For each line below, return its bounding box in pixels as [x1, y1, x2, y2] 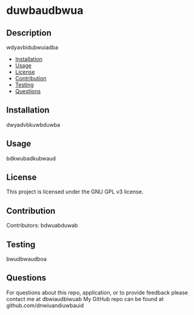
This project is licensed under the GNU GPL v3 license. [6, 188, 144, 195]
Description [6, 28, 52, 38]
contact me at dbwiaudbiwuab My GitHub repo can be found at [6, 295, 164, 302]
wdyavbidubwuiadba [6, 44, 59, 51]
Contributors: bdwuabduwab [6, 222, 78, 229]
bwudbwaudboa [6, 255, 47, 263]
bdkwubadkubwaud [6, 155, 56, 162]
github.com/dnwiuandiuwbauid [6, 302, 84, 309]
